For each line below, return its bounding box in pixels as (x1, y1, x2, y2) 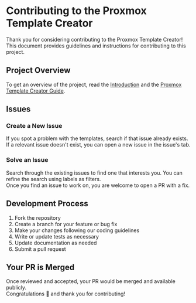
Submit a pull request (14, 245, 66, 253)
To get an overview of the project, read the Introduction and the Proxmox (6, 81, 182, 88)
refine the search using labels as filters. (6, 175, 101, 182)
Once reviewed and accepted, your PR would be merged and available (6, 278, 176, 285)
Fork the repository (14, 214, 61, 221)
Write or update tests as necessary (14, 233, 99, 240)
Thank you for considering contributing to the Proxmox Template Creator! (6, 36, 183, 43)
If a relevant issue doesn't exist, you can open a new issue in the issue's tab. (6, 141, 191, 148)
